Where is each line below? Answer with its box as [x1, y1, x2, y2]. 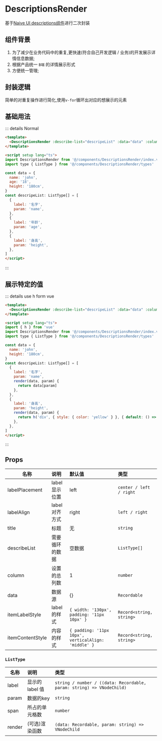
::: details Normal [5, 126, 39, 131]
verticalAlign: [69, 637, 105, 643]
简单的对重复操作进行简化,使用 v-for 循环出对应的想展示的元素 [5, 97, 127, 103]
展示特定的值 [5, 280, 43, 288]
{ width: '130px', [69, 607, 112, 613]
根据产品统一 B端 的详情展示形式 [12, 62, 76, 67]
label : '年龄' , [13, 220, 43, 225]
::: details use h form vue [5, 293, 54, 299]
